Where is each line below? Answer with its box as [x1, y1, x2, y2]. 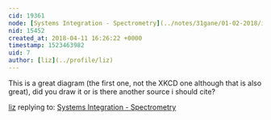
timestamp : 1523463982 [8, 42, 85, 50]
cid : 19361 [8, 11, 45, 20]
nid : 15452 [8, 26, 45, 34]
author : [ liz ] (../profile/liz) [8, 57, 114, 65]
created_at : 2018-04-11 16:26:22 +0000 [8, 34, 143, 42]
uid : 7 [8, 49, 31, 57]
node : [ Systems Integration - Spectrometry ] [8, 19, 161, 27]
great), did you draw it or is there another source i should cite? [8, 86, 216, 96]
